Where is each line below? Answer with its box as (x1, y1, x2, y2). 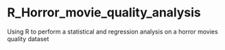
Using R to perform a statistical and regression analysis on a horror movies (7, 27, 218, 36)
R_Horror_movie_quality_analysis (7, 5, 201, 21)
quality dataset (7, 34, 49, 42)
